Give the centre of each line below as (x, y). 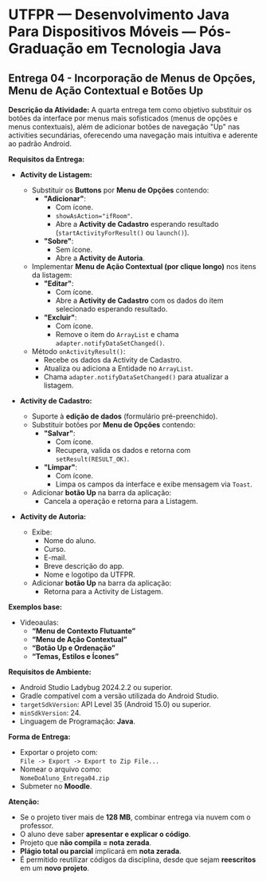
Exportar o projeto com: (59, 752)
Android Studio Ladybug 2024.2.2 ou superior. (96, 687)
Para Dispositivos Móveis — (102, 32)
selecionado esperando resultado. (111, 309)
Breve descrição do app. (84, 566)
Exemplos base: (35, 607)
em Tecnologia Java (154, 49)
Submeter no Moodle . (56, 786)
